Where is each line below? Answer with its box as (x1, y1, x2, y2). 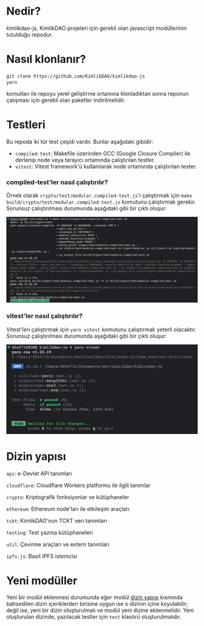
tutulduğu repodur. (6, 30, 53, 38)
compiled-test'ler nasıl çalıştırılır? (6, 178, 108, 187)
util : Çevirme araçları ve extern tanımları (6, 541, 110, 548)
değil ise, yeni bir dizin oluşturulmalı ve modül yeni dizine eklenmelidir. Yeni (6, 606, 194, 614)
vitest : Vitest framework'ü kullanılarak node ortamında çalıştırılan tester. (15, 163, 197, 170)
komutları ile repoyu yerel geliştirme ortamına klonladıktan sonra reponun (6, 90, 189, 97)
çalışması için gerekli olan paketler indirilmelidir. (6, 96, 126, 104)
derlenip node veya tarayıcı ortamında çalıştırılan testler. (15, 156, 155, 163)
